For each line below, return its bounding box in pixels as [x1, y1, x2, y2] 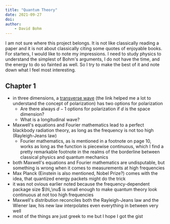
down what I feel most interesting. [5, 67, 76, 73]
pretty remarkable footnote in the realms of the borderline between [20, 149, 160, 155]
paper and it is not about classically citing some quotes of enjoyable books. [5, 46, 162, 52]
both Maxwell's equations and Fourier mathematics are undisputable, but [12, 159, 165, 165]
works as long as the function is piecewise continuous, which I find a [20, 143, 164, 149]
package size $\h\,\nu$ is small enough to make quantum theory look [12, 186, 158, 192]
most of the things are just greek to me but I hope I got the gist [12, 213, 143, 219]
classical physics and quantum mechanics [20, 154, 109, 160]
